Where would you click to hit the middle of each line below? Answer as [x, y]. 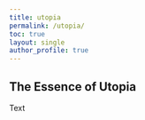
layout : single [37, 42]
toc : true [27, 34]
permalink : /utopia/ [47, 26]
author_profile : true [49, 51]
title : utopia [35, 17]
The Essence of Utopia [73, 87]
